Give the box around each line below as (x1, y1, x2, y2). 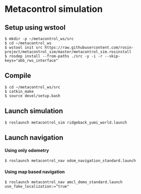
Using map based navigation (4, 169, 65, 175)
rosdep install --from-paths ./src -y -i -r (9, 54, 103, 59)
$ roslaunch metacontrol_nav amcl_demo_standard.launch (4, 180, 123, 185)
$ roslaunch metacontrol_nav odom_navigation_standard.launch (4, 158, 136, 163)
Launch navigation (4, 133, 64, 142)
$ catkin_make (4, 89, 34, 94)
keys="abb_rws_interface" (4, 58, 58, 63)
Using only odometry (4, 147, 49, 153)
